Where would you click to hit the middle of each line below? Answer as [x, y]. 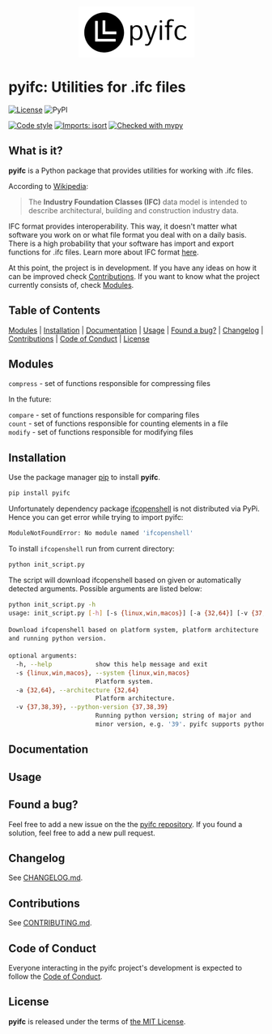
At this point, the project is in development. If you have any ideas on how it [133, 268]
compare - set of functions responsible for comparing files [104, 415]
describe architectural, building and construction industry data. [133, 210]
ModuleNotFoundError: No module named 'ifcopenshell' [101, 534]
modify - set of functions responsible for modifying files [101, 432]
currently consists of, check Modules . [71, 285]
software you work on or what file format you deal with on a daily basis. [127, 234]
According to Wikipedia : [49, 186]
